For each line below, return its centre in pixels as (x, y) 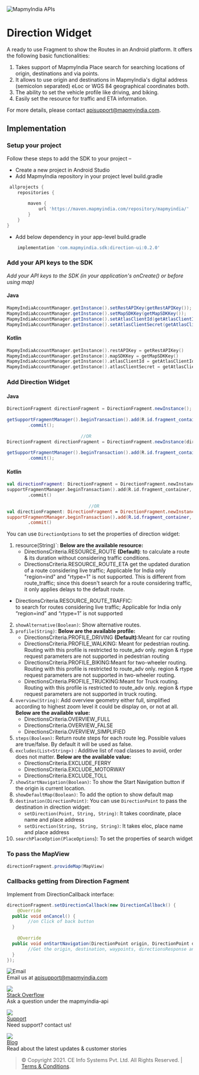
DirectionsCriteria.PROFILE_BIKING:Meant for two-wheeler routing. (105, 663)
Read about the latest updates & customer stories (67, 1049)
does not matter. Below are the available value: (73, 757)
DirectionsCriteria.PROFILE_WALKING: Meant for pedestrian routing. (107, 644)
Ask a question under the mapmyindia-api (58, 1001)
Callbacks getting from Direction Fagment (68, 882)
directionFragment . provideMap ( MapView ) (56, 866)
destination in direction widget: (53, 807)
